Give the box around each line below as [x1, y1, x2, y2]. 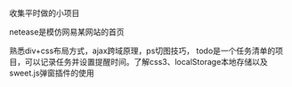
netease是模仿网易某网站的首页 [9, 27, 125, 37]
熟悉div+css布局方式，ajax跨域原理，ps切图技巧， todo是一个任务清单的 [9, 45, 276, 56]
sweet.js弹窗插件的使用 [9, 67, 95, 78]
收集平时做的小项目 [9, 8, 80, 18]
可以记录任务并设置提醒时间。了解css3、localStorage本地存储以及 [24, 57, 269, 67]
